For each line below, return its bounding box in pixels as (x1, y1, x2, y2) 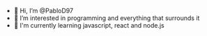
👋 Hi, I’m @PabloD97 (13, 7, 74, 15)
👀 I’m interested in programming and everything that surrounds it (13, 14, 200, 22)
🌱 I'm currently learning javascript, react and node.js (13, 21, 165, 29)
